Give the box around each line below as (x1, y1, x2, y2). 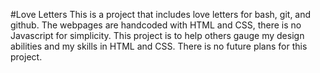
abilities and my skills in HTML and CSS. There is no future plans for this (10, 40, 308, 52)
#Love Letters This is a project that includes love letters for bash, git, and (10, 9, 312, 20)
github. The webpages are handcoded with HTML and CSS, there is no (10, 19, 302, 31)
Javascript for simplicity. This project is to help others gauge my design (10, 30, 305, 41)
